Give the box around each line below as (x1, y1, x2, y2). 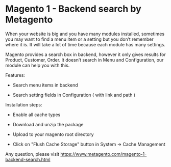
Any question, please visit (5, 151, 60, 157)
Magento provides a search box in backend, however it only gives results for (5, 51, 166, 58)
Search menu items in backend (12, 82, 78, 88)
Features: (5, 72, 26, 78)
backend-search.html (5, 156, 51, 162)
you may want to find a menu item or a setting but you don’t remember (5, 36, 154, 42)
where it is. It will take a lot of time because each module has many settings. (5, 41, 166, 47)
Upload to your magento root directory (12, 131, 94, 137)
